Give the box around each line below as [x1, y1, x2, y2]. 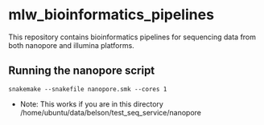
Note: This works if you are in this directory [19, 99, 163, 109]
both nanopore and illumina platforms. [8, 40, 134, 50]
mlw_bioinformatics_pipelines [8, 6, 215, 24]
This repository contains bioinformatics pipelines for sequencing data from [8, 32, 256, 42]
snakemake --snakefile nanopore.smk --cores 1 [8, 85, 167, 93]
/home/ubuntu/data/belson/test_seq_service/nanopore [19, 107, 201, 117]
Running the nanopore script [8, 64, 155, 78]
